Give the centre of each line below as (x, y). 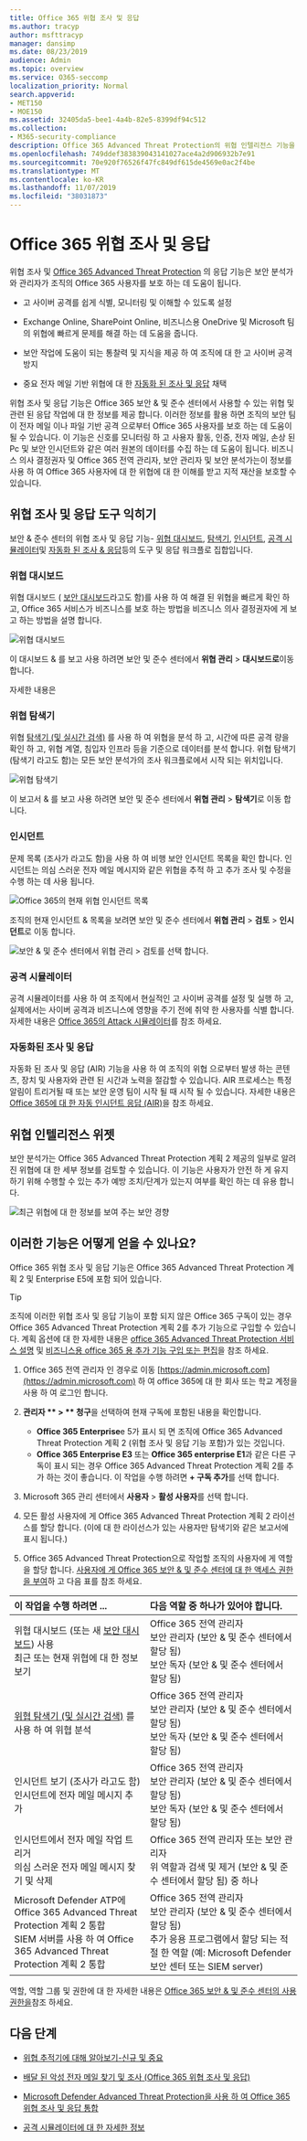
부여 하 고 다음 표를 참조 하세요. (87, 1581)
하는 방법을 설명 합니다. (60, 620)
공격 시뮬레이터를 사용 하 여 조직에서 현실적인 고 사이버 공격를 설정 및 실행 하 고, (152, 998)
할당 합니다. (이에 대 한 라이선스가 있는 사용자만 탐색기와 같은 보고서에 (164, 1527)
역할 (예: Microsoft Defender (232, 1953)
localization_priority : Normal (69, 86)
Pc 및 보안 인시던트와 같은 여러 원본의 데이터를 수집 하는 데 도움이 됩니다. (139, 448)
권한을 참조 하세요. (42, 2002)
